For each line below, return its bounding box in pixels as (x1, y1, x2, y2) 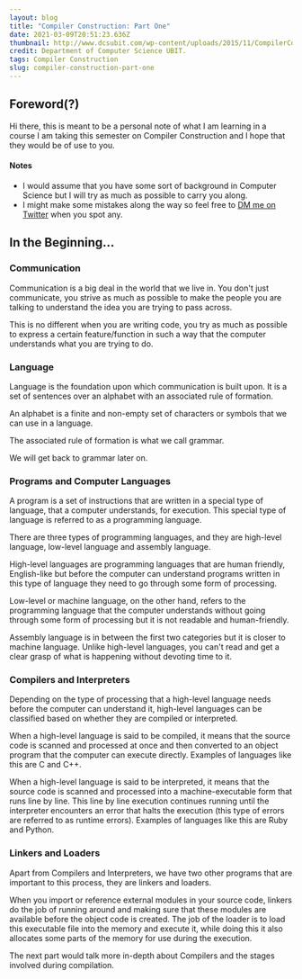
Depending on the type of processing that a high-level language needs (9, 694, 271, 705)
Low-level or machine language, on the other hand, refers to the (9, 596, 246, 606)
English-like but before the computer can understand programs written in (9, 569, 280, 579)
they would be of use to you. (9, 139, 115, 150)
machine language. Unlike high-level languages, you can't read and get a (9, 642, 280, 652)
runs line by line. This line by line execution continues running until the (9, 795, 270, 806)
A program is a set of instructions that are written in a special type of (9, 496, 263, 507)
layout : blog (9, 13, 58, 22)
